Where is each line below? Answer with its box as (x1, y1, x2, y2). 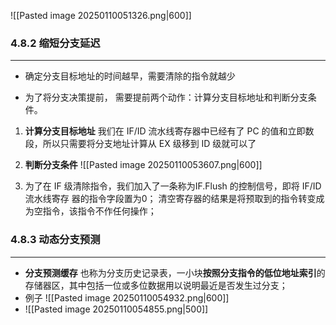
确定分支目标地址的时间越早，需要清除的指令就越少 (24, 70, 236, 82)
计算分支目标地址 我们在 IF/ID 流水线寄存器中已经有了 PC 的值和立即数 (24, 125, 315, 137)
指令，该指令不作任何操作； (42, 205, 157, 217)
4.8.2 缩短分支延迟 (10, 36, 101, 50)
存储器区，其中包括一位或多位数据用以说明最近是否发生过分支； (24, 279, 288, 291)
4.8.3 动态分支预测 (10, 233, 101, 247)
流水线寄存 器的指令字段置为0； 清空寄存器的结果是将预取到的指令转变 (24, 193, 317, 205)
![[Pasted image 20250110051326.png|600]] (10, 10, 192, 21)
